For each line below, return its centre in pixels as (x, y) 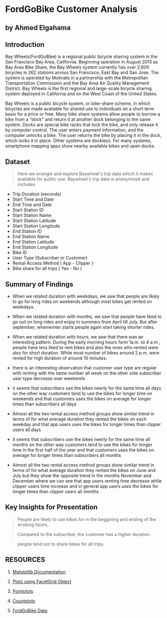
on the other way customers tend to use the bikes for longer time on (82, 393)
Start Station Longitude (36, 226)
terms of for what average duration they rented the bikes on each (80, 419)
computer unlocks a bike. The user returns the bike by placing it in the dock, (83, 135)
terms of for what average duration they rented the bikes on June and (84, 470)
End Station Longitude (35, 247)
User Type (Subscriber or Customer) (50, 258)
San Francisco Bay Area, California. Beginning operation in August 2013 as (82, 62)
